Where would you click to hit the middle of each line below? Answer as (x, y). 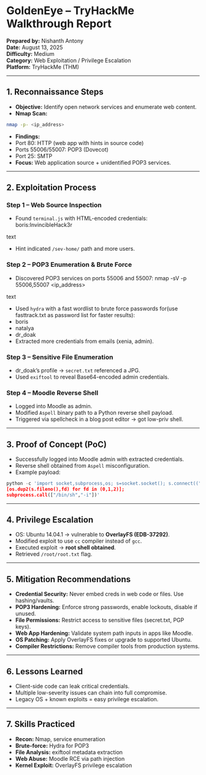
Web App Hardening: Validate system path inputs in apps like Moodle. (104, 633)
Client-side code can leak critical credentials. (72, 686)
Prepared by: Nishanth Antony (45, 41)
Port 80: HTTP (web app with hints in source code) (79, 143)
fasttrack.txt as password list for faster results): (75, 315)
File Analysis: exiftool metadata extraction (69, 752)
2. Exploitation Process (51, 188)
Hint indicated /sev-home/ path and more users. (75, 249)
